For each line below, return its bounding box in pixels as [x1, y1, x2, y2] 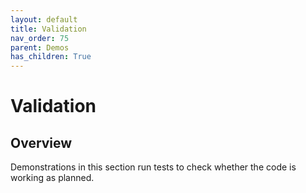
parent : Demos [10, 42, 70, 53]
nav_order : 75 [10, 33, 70, 43]
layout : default [10, 14, 78, 25]
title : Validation [10, 24, 87, 34]
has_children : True [10, 52, 92, 62]
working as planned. [10, 172, 95, 184]
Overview [10, 134, 73, 151]
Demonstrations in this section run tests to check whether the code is [10, 161, 297, 173]
